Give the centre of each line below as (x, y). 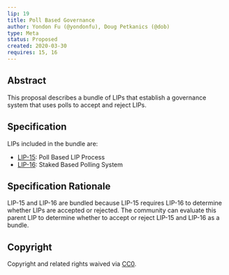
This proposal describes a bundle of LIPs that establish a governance (107, 97)
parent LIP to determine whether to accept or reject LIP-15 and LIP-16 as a (113, 218)
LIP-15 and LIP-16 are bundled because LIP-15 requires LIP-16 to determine (114, 203)
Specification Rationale (59, 186)
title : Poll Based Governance (51, 20)
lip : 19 (19, 14)
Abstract (27, 81)
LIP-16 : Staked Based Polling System (70, 164)
